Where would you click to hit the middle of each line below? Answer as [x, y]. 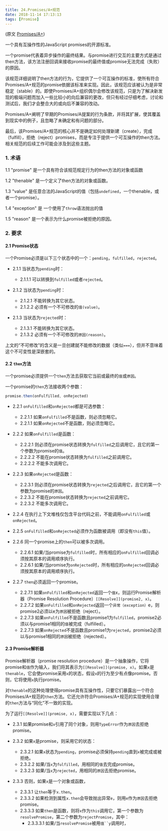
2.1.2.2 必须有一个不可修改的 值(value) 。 [61, 307]
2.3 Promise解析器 [25, 649]
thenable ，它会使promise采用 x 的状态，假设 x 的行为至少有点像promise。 [79, 674]
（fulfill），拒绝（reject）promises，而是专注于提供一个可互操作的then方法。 [84, 137]
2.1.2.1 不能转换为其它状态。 [49, 300]
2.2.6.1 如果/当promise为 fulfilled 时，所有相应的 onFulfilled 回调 [87, 552]
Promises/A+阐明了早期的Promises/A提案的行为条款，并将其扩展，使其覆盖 [83, 114]
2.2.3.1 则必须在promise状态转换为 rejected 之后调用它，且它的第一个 [91, 484]
